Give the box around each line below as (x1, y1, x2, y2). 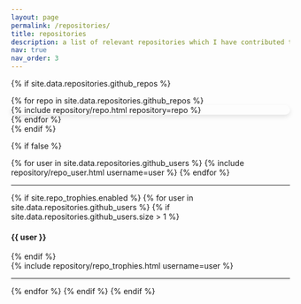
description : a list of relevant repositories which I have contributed (11, 37, 285, 47)
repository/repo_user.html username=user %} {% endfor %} (11, 167, 230, 178)
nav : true (11, 46, 48, 55)
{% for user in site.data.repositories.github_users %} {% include (11, 158, 245, 168)
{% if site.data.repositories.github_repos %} (11, 79, 172, 88)
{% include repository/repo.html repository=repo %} (11, 105, 202, 115)
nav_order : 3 (11, 54, 59, 63)
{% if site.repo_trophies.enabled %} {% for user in (11, 193, 194, 203)
